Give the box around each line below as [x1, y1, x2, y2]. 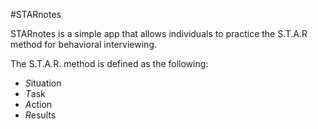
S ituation [24, 77, 62, 89]
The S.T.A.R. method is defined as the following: [10, 58, 209, 69]
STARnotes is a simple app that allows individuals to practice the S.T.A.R [10, 28, 308, 39]
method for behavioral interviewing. [10, 39, 158, 50]
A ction [24, 99, 53, 110]
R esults [24, 109, 57, 121]
